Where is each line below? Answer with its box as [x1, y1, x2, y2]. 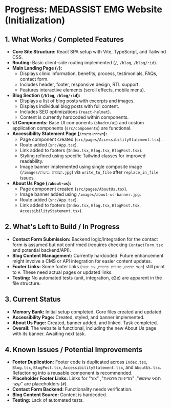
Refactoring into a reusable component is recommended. [12, 370, 133, 376]
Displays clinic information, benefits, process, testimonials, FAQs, [19, 70, 158, 77]
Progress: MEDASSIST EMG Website [5, 4, 162, 15]
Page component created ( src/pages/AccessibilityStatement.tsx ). [19, 136, 162, 142]
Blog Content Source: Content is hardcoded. [12, 392, 108, 398]
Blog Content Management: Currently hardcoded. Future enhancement [12, 252, 164, 258]
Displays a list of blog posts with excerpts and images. [19, 98, 135, 104]
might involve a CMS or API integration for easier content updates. [12, 258, 152, 264]
